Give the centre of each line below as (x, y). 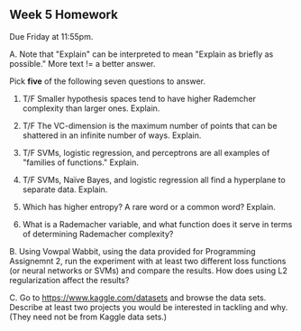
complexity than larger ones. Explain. (91, 108)
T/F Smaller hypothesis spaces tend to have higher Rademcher (139, 98)
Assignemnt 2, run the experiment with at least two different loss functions (148, 261)
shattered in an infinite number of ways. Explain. (112, 135)
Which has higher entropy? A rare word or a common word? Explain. (149, 207)
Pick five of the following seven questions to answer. (107, 81)
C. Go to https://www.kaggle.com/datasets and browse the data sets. (138, 298)
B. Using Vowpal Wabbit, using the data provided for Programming (132, 251)
